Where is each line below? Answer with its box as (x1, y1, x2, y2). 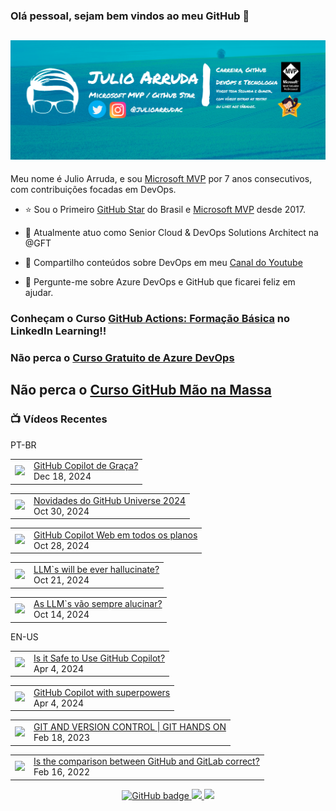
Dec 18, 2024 (33, 470, 92, 483)
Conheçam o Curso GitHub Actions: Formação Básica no (10, 312, 291, 326)
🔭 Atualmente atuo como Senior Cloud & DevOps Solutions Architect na (24, 227, 319, 239)
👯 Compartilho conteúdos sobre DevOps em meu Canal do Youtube (24, 257, 303, 269)
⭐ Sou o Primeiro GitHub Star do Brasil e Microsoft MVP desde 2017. (24, 204, 306, 216)
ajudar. (24, 287, 54, 299)
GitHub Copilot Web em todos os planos (33, 529, 198, 541)
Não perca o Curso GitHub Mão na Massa (10, 382, 272, 399)
